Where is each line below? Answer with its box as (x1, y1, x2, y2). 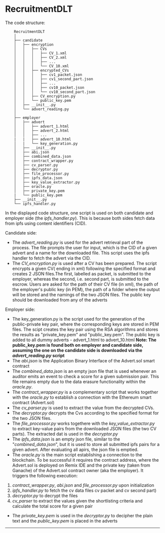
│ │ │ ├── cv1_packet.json (14, 72, 82, 77)
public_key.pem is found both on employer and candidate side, (12, 342, 143, 348)
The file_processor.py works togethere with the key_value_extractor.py (12, 420, 155, 426)
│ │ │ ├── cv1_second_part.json (14, 76, 93, 82)
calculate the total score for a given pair (12, 503, 93, 509)
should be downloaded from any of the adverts (12, 296, 108, 303)
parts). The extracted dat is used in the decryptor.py (12, 431, 118, 437)
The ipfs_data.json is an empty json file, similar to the (12, 436, 120, 442)
